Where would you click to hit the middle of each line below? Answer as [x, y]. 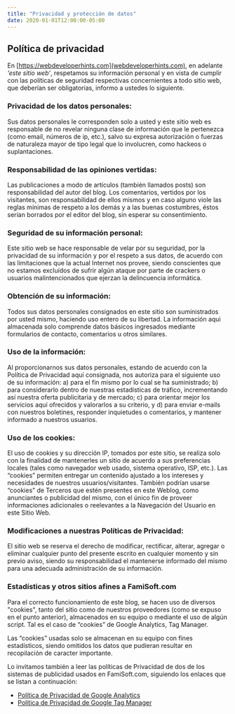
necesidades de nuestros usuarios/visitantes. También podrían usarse [109, 483]
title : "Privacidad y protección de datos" [72, 14]
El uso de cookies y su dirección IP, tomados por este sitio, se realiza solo [114, 453]
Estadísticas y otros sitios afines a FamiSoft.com [92, 587]
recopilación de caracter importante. [60, 653]
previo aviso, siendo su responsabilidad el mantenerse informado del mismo [117, 561]
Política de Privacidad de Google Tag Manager [85, 702]
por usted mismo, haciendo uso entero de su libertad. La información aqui [114, 319]
